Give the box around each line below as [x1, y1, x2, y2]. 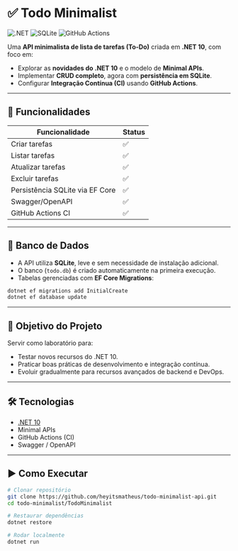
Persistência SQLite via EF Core [11, 185, 116, 195]
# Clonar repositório [7, 487, 72, 494]
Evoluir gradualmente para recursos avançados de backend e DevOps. [17, 368, 225, 376]
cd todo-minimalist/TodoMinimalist [7, 499, 113, 507]
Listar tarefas [11, 150, 55, 160]
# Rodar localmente [7, 532, 65, 539]
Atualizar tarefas [11, 161, 66, 171]
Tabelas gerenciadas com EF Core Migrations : [17, 273, 154, 282]
